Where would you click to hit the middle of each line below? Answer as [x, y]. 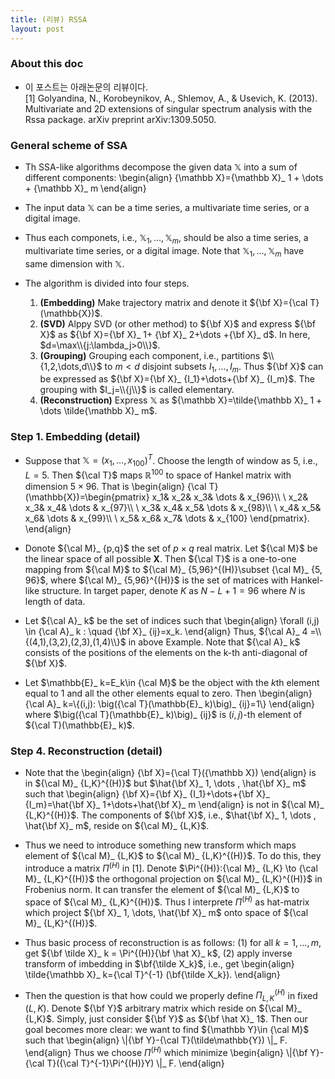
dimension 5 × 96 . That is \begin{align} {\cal [115, 486]
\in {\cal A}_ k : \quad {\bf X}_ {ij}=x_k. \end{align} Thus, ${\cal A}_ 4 [166, 631]
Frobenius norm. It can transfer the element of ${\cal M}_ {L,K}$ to [162, 889]
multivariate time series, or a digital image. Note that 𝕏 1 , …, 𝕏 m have [164, 251]
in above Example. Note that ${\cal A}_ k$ [214, 642]
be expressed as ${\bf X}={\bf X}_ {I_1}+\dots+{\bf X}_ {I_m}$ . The [177, 379]
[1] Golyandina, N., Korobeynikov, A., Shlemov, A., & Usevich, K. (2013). [171, 98]
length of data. [55, 601]
